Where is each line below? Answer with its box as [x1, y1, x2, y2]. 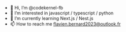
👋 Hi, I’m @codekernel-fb [10, 5, 64, 10]
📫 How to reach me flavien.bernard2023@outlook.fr [10, 21, 121, 27]
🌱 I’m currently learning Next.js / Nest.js [10, 15, 93, 21]
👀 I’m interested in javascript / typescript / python [10, 10, 114, 16]
